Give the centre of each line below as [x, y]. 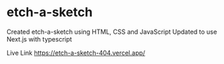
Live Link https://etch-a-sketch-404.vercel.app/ [76, 53]
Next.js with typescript [39, 39]
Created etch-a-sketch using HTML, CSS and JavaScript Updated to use [112, 32]
